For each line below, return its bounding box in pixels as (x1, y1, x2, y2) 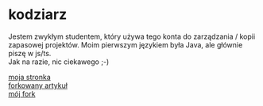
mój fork (8, 89, 36, 98)
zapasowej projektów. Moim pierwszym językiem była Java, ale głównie (8, 40, 243, 49)
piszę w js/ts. (8, 48, 52, 58)
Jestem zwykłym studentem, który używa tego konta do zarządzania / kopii (8, 32, 256, 41)
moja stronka (8, 72, 52, 81)
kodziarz (8, 6, 68, 24)
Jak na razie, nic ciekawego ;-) (8, 57, 110, 66)
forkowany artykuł (8, 81, 68, 90)
